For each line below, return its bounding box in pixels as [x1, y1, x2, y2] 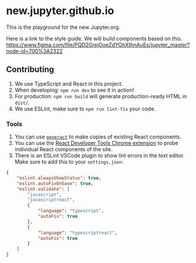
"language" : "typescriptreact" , [37, 229, 117, 236]
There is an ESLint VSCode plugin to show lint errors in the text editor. [14, 152, 185, 159]
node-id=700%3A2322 [6, 47, 63, 54]
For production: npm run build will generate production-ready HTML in [14, 92, 187, 99]
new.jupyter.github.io [6, 4, 115, 18]
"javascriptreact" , [27, 197, 76, 203]
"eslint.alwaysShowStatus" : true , [17, 175, 102, 181]
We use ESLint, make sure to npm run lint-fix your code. [14, 105, 156, 112]
